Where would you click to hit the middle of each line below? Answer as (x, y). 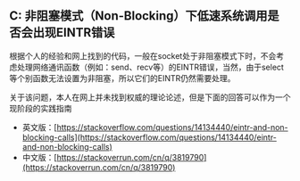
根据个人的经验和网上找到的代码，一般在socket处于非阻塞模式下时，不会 (143, 55)
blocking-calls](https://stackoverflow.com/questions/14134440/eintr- (149, 137)
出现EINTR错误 (74, 33)
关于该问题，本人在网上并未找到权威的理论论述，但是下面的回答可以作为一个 (150, 97)
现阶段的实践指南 (41, 108)
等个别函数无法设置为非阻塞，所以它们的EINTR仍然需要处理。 (122, 78)
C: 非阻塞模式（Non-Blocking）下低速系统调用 (138, 16)
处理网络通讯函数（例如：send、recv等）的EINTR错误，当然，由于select (150, 67)
